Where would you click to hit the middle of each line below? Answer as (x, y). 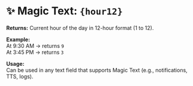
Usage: (16, 63)
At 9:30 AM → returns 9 (35, 45)
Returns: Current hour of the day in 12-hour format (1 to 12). (80, 27)
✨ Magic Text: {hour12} (64, 11)
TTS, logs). (20, 76)
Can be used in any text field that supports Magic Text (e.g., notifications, (97, 70)
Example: (18, 39)
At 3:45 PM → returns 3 (35, 52)
